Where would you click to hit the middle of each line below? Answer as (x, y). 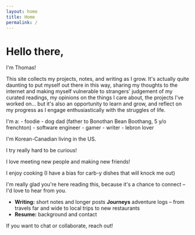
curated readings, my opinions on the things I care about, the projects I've (95, 98)
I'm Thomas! (21, 67)
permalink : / (22, 22)
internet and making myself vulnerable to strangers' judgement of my (89, 91)
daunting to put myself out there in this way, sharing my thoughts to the (92, 85)
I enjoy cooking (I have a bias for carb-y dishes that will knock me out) (90, 173)
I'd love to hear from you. (36, 190)
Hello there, (35, 51)
